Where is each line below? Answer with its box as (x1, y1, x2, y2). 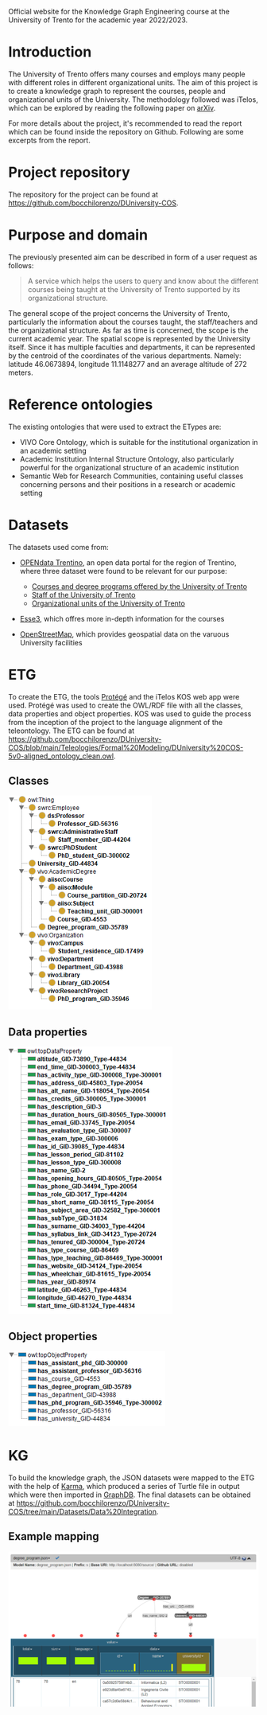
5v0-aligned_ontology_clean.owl (8, 751, 114, 761)
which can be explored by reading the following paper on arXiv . (8, 103, 216, 112)
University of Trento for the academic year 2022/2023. (8, 15, 188, 25)
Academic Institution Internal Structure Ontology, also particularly (19, 454, 234, 464)
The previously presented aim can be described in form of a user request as (8, 252, 257, 262)
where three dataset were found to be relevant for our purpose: (19, 566, 228, 575)
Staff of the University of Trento (31, 590, 136, 599)
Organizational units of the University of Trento (31, 598, 185, 608)
